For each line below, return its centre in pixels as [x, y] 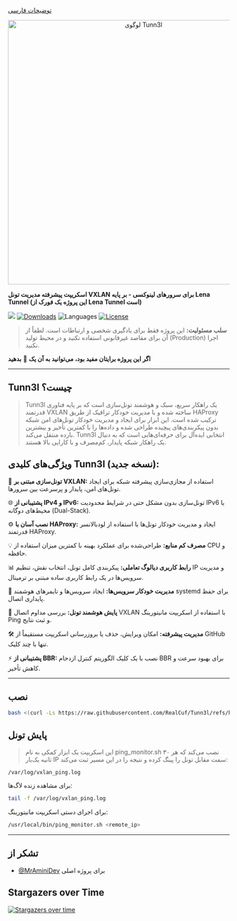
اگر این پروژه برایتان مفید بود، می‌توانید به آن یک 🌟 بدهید [79, 359]
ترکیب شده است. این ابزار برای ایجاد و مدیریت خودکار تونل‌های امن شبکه [121, 420]
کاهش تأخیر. [24, 668]
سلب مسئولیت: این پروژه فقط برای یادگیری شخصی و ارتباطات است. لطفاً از [126, 330]
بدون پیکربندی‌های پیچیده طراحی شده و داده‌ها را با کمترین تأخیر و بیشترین [122, 427]
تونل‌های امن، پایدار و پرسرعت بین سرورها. [64, 489]
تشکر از [23, 854]
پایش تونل [28, 735]
